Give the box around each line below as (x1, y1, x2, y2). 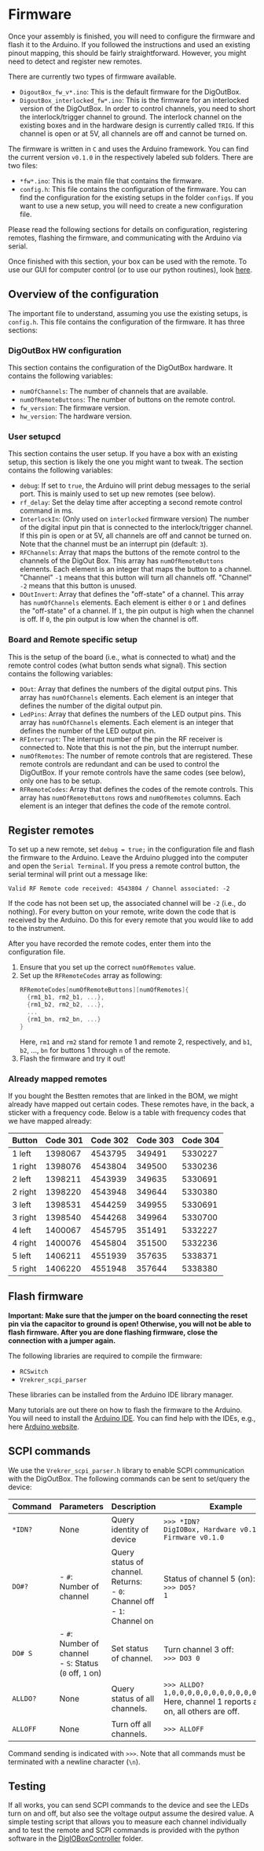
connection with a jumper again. (8, 1335, 116, 1345)
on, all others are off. (163, 1706, 240, 1717)
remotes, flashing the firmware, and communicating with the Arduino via (8, 233, 242, 242)
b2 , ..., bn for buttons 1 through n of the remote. (19, 1045, 170, 1054)
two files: (8, 160, 38, 170)
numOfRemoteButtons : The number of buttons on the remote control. (19, 395, 236, 404)
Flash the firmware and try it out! (19, 1054, 126, 1063)
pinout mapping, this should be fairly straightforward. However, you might (8, 48, 247, 57)
